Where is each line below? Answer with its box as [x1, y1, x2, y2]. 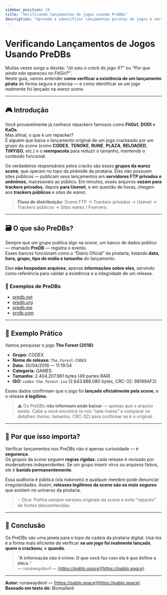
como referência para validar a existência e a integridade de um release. [5, 270, 153, 276]
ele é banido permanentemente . [5, 467, 73, 473]
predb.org [12, 299, 33, 305]
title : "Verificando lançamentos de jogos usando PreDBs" [5, 12, 128, 17]
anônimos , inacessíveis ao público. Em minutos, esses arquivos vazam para [5, 179, 162, 185]
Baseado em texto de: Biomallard [5, 585, 74, 591]
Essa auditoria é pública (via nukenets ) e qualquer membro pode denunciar [5, 476, 159, 483]
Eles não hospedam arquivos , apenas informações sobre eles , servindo [5, 265, 155, 271]
